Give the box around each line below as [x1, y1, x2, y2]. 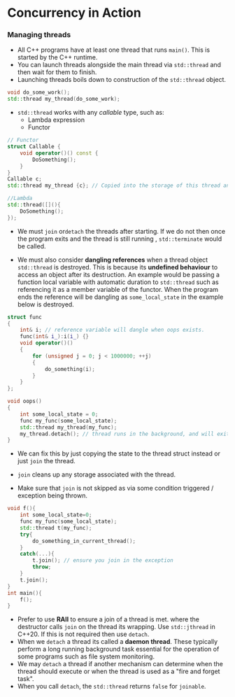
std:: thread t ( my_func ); [20, 524, 92, 531]
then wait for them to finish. [17, 68, 97, 76]
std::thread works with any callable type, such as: [17, 108, 164, 117]
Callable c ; [7, 176, 42, 183]
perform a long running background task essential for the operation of [17, 645, 220, 654]
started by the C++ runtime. [17, 53, 98, 62]
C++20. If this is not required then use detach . [17, 630, 150, 638]
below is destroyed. [17, 300, 75, 309]
